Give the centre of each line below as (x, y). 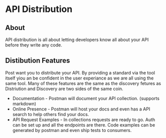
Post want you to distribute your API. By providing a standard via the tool (80, 72)
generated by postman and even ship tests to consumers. (72, 130)
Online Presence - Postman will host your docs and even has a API (81, 109)
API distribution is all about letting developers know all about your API (77, 39)
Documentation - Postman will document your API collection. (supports (86, 98)
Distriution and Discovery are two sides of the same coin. (64, 88)
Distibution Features (38, 61)
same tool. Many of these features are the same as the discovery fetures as (83, 83)
